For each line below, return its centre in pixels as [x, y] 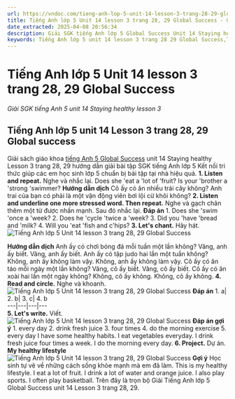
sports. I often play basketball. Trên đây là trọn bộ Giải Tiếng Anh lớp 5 [109, 380]
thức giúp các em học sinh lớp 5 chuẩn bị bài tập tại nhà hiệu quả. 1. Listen [115, 173]
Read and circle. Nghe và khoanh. [57, 283]
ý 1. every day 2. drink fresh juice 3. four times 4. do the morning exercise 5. [117, 328]
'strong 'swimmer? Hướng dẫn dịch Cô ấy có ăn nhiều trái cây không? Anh [115, 188]
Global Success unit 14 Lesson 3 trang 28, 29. [73, 387]
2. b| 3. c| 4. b [27, 298]
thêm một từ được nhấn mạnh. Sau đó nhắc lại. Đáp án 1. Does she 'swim [113, 210]
